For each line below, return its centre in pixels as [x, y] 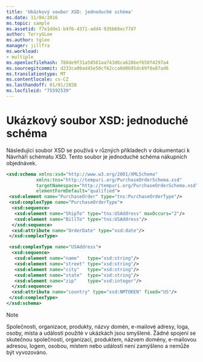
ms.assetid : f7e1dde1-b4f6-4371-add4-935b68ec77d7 [71, 29]
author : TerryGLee [29, 35]
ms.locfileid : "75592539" [39, 91]
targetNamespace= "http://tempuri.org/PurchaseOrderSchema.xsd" [117, 185]
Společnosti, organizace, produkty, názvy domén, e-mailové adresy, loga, [98, 326]
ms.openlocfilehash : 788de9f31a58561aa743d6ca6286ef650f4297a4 [88, 62]
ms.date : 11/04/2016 [32, 18]
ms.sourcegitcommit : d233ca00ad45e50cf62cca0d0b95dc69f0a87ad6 [88, 68]
